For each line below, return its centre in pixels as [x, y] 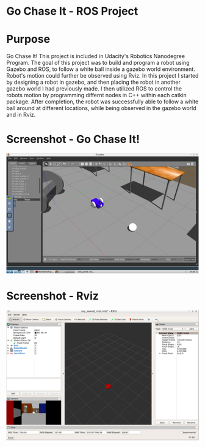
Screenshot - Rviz [53, 296]
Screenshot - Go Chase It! [73, 139]
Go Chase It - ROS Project [72, 11]
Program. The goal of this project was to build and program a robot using [98, 63]
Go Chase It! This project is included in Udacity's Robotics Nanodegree [95, 56]
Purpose [28, 39]
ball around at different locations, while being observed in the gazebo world [101, 108]
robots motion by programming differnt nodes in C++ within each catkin [97, 95]
